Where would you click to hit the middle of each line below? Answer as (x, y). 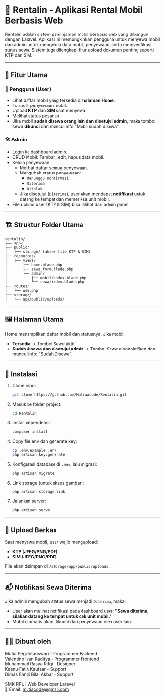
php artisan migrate (33, 473)
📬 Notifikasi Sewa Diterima (48, 587)
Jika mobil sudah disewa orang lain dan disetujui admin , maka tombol (84, 121)
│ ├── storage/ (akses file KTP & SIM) (48, 252)
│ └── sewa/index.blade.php (45, 282)
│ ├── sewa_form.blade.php (39, 269)
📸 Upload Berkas (31, 530)
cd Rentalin (24, 414)
